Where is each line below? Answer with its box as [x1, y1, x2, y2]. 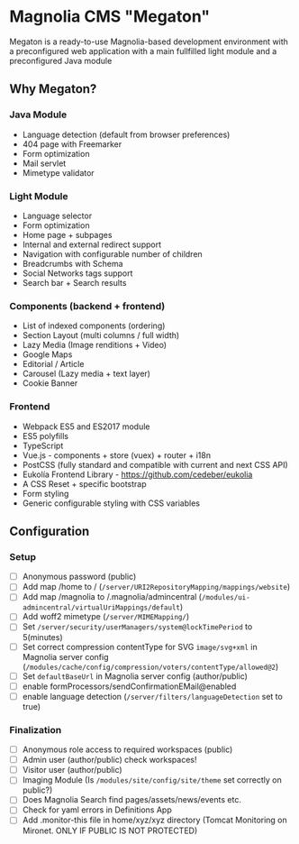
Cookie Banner [22, 378, 78, 389]
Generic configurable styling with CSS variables [22, 498, 201, 509]
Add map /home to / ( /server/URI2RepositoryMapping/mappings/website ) [22, 582, 291, 592]
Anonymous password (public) [22, 571, 137, 583]
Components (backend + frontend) [9, 299, 166, 312]
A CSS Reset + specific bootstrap [22, 478, 147, 489]
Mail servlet [22, 158, 67, 169]
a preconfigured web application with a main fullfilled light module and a [9, 45, 277, 56]
